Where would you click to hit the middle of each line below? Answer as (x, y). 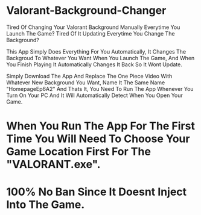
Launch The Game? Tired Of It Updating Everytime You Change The (91, 33)
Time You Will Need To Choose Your (98, 139)
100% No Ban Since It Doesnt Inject (97, 192)
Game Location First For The (78, 152)
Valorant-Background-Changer (86, 11)
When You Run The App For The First (101, 126)
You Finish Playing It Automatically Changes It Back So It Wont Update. (94, 64)
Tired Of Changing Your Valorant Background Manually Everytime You (93, 27)
